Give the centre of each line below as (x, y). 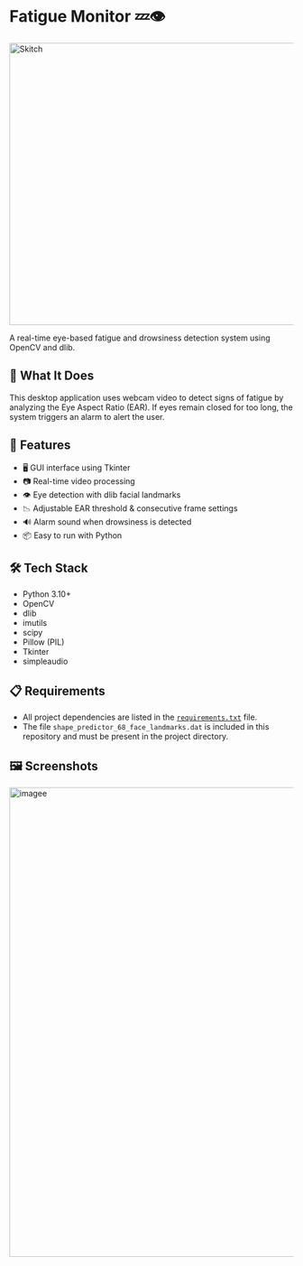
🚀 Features (40, 446)
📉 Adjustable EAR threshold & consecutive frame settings (130, 508)
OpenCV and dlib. (42, 347)
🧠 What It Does (52, 376)
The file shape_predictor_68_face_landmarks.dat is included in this (146, 727)
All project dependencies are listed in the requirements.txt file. (140, 717)
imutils (35, 623)
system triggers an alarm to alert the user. (87, 416)
